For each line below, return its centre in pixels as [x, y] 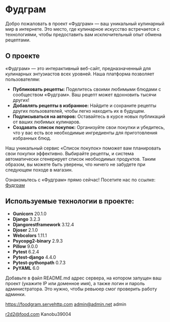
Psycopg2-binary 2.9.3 [38, 241]
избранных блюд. [32, 138]
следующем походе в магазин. [39, 169]
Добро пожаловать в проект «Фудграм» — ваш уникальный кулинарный [85, 24]
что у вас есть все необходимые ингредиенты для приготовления [85, 133]
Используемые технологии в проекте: [70, 201]
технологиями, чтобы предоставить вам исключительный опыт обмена [83, 34]
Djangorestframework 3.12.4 [43, 224]
